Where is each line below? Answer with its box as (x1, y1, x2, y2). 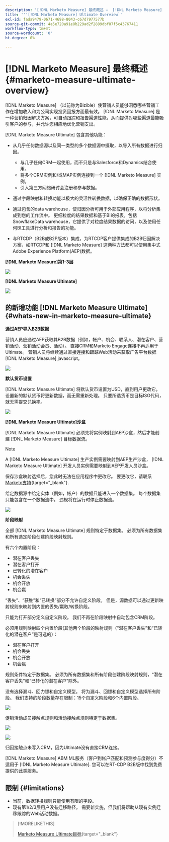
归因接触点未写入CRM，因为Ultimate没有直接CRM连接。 (5, 744, 122, 750)
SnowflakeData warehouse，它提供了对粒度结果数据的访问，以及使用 (12, 218, 157, 224)
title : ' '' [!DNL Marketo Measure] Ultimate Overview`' (5, 12, 123, 17)
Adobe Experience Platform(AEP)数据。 (12, 248, 95, 254)
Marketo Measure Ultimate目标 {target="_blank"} (17, 831, 118, 837)
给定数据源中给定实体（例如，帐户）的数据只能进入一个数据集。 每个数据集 (5, 490, 161, 496)
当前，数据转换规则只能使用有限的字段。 (12, 798, 97, 804)
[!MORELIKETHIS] (17, 821, 55, 827)
